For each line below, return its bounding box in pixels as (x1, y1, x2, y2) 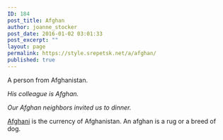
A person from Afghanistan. (7, 76, 88, 84)
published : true (7, 57, 55, 64)
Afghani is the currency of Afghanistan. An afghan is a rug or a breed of (7, 117, 217, 125)
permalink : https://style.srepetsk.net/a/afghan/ (7, 50, 157, 57)
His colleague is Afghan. (7, 89, 79, 98)
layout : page (7, 43, 46, 50)
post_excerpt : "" (7, 37, 59, 44)
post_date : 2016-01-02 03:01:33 (7, 30, 103, 37)
